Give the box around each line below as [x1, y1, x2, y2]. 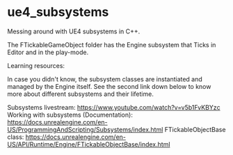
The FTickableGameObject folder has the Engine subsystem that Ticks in [7, 40, 216, 49]
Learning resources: [7, 61, 65, 70]
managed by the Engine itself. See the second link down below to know [7, 82, 211, 90]
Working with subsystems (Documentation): [7, 111, 134, 119]
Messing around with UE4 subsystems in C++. [7, 27, 140, 35]
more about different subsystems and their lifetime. [7, 90, 154, 98]
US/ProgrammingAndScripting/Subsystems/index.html [7, 125, 163, 133]
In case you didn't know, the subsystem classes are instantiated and [7, 74, 203, 83]
